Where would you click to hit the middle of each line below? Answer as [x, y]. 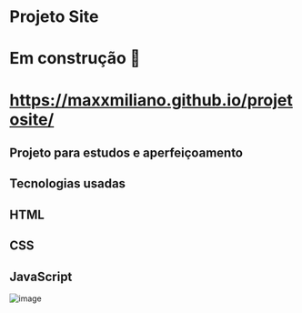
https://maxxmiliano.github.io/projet [151, 100]
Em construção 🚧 [75, 59]
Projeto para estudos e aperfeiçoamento [126, 152]
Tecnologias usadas [67, 184]
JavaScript [41, 276]
